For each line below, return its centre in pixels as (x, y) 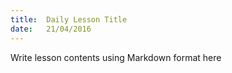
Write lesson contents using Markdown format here (116, 57)
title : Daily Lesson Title (69, 19)
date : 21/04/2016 (51, 29)
